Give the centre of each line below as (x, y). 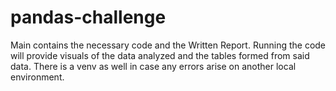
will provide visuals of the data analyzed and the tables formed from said (160, 55)
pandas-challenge (88, 17)
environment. (37, 77)
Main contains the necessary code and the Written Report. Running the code (168, 45)
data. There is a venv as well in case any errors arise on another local (153, 66)
